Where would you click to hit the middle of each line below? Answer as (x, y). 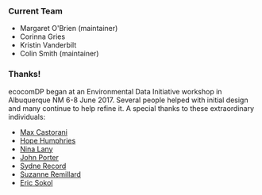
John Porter (39, 157)
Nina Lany (36, 149)
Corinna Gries (42, 36)
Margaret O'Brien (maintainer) (69, 29)
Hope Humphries (48, 140)
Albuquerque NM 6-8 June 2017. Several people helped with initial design (128, 100)
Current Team (36, 11)
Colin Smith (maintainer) (59, 54)
